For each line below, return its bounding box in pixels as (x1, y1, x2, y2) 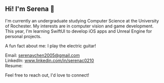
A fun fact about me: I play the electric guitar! (5, 42, 96, 49)
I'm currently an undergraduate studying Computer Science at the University (5, 18, 159, 23)
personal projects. (5, 33, 41, 39)
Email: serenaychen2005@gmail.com (5, 52, 80, 58)
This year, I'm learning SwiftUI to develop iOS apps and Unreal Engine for (5, 28, 152, 34)
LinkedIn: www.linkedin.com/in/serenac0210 (5, 57, 94, 63)
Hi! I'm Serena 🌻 (5, 5, 55, 13)
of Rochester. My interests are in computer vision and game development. (5, 23, 154, 29)
